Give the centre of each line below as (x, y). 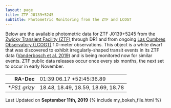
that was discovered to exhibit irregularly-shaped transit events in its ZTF (82, 50)
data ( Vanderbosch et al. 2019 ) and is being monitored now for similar (79, 56)
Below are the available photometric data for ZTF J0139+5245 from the (80, 34)
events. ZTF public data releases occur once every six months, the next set (85, 61)
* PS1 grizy (21, 88)
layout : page (19, 10)
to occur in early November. (35, 66)
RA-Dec (25, 79)
